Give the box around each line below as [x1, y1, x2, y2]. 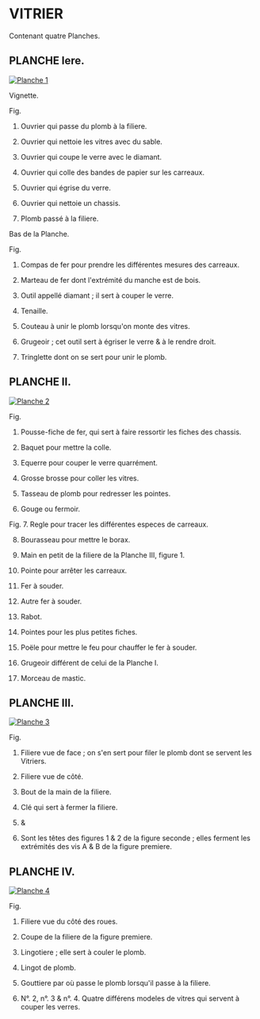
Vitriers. [20, 756, 47, 766]
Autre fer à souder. [20, 596, 82, 606]
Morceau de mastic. [20, 673, 86, 683]
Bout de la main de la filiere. [20, 787, 112, 797]
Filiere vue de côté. [20, 772, 84, 782]
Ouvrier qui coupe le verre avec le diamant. [20, 152, 162, 161]
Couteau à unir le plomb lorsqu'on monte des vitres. [20, 321, 190, 330]
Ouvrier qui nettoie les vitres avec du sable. [20, 137, 163, 146]
